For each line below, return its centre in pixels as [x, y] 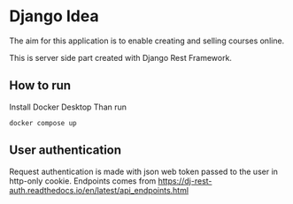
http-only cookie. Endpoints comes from [83, 181]
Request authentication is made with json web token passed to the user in [144, 171]
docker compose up [43, 123]
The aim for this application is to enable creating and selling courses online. [147, 41]
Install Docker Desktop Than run [68, 107]
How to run [40, 86]
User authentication [66, 151]
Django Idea [54, 16]
